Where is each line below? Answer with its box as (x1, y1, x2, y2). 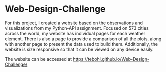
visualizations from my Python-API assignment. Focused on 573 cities (5, 25, 149, 31)
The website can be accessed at (5, 56, 72, 62)
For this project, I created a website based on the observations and (5, 20, 143, 26)
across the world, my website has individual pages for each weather (5, 30, 146, 36)
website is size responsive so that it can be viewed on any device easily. (5, 46, 154, 52)
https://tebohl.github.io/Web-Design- (73, 56, 150, 62)
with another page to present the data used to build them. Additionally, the (5, 41, 158, 47)
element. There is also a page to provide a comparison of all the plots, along (5, 36, 162, 42)
